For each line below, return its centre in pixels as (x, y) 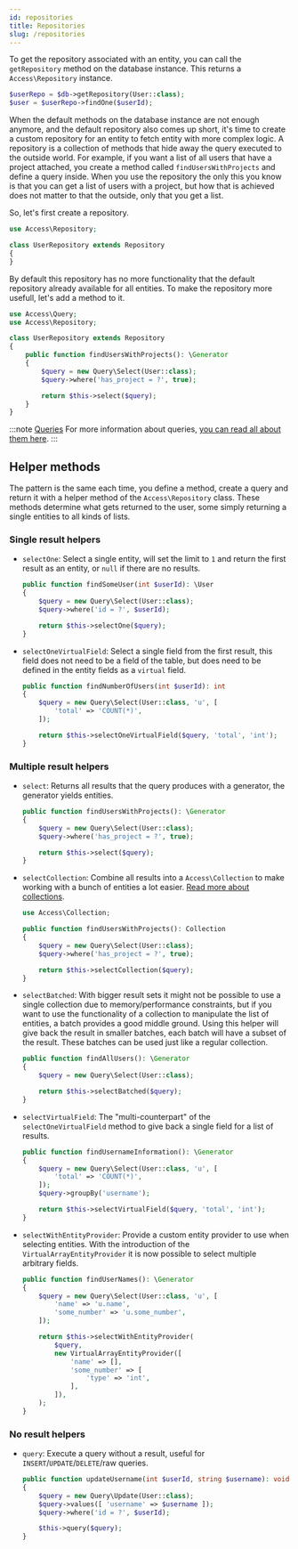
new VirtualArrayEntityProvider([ (118, 1353)
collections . (43, 896)
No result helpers (48, 1434)
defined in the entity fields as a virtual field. (104, 669)
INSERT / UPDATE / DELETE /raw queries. (85, 1463)
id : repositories (41, 17)
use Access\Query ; (43, 314)
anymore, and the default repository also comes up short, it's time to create (148, 129)
